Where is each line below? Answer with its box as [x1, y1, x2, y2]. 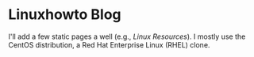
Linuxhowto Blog [8, 6, 121, 24]
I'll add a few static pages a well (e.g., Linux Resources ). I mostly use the [8, 32, 246, 41]
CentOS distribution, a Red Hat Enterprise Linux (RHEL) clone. [8, 40, 210, 49]
